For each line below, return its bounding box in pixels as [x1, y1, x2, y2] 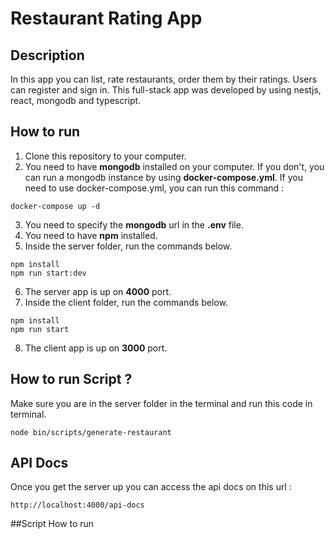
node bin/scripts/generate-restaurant [10, 427, 172, 437]
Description [10, 47, 85, 64]
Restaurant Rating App [10, 7, 203, 30]
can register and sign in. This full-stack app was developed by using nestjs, [10, 84, 322, 96]
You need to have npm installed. [24, 229, 158, 241]
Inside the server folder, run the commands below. [24, 240, 233, 252]
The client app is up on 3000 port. [24, 342, 168, 354]
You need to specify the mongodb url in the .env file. [24, 218, 244, 231]
